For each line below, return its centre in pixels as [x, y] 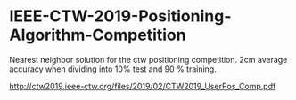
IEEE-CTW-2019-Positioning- [120, 16]
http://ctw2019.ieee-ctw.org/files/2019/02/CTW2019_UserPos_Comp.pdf [143, 86]
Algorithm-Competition [98, 35]
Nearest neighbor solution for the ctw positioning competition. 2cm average [148, 59]
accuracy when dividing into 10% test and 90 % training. [113, 69]
